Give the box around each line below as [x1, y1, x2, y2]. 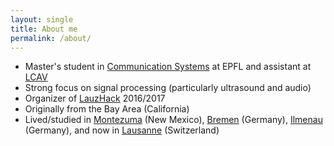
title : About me [10, 24, 78, 34]
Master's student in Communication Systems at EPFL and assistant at [24, 61, 312, 73]
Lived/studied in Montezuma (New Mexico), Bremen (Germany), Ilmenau [24, 114, 323, 126]
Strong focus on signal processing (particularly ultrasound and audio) [24, 82, 312, 94]
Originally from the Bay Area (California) [24, 103, 190, 115]
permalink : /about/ [10, 33, 92, 43]
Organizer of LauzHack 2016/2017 [24, 92, 166, 105]
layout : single [10, 14, 74, 25]
